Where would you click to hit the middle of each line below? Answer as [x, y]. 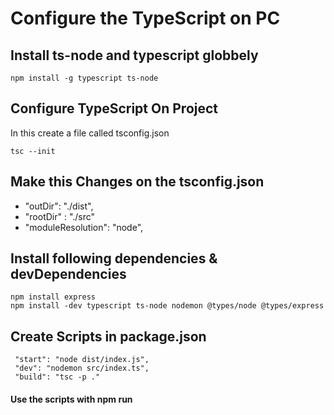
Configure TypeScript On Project [114, 108]
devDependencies [68, 274]
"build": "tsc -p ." [57, 377]
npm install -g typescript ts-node [84, 78]
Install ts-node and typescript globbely [134, 55]
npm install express [53, 297]
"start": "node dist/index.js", [82, 360]
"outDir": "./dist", [59, 206]
